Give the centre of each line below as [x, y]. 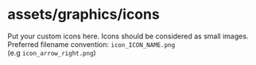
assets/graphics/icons [83, 14]
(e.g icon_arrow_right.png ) [52, 52]
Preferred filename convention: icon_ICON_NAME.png [91, 44]
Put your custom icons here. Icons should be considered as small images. [128, 36]
